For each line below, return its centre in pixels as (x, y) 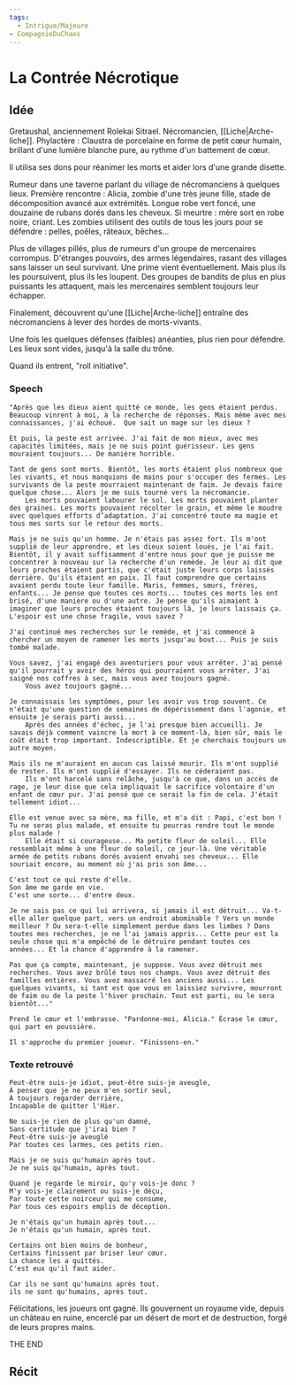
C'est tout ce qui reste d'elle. (71, 880)
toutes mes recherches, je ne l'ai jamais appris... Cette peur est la (144, 934)
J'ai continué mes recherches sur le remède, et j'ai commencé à (132, 632)
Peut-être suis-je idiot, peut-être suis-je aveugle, (110, 1082)
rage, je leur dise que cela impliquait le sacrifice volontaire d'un (142, 787)
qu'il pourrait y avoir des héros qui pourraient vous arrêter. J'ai (140, 670)
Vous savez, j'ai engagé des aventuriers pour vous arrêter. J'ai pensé (146, 663)
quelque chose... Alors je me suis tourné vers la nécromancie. (130, 492)
